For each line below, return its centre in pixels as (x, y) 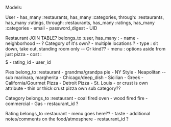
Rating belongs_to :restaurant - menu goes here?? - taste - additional (78, 113)
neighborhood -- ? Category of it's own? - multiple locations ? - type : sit (82, 43)
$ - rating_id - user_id (28, 62)
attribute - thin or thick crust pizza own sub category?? (63, 88)
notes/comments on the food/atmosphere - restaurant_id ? (67, 119)
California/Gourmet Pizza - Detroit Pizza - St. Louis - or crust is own (77, 83)
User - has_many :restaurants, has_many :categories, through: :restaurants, (85, 17)
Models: (14, 7)
